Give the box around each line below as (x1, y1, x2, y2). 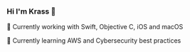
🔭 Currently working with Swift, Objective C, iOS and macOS (6, 23, 184, 31)
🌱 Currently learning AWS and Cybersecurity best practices (6, 36, 181, 45)
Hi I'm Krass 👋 (6, 6, 56, 16)
